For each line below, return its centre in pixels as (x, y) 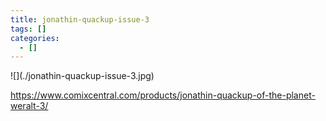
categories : (35, 38)
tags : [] (28, 29)
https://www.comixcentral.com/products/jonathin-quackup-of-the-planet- (163, 95)
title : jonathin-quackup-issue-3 (80, 19)
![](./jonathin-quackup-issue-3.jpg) (82, 76)
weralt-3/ (29, 106)
